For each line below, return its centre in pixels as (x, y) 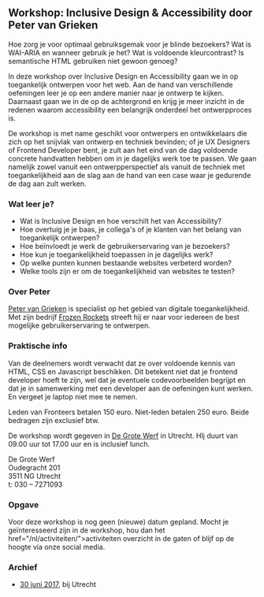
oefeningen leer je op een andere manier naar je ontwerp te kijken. (116, 93)
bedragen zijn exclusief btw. (54, 420)
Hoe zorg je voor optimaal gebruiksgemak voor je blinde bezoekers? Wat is (130, 44)
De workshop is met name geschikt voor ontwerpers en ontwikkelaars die (128, 133)
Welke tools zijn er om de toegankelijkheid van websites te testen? (127, 272)
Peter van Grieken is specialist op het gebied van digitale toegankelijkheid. (129, 309)
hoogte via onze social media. (57, 547)
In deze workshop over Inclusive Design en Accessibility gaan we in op (123, 76)
